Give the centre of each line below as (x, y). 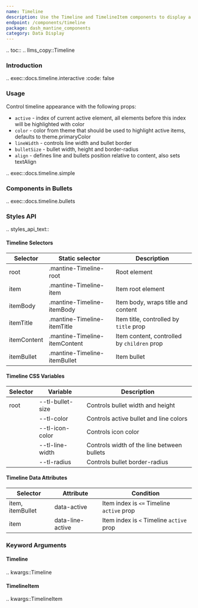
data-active (70, 507)
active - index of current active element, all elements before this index (100, 118)
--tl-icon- (54, 428)
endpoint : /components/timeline (46, 22)
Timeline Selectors (30, 243)
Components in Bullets (39, 188)
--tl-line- (53, 445)
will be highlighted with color (49, 124)
